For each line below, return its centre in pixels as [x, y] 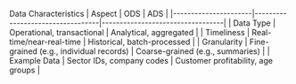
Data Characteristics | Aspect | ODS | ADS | [89, 14]
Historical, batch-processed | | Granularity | [168, 42]
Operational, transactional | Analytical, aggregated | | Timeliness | [130, 32]
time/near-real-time [45, 42]
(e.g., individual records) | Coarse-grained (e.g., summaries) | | [155, 51]
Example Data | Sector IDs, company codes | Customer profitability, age [141, 61]
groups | [25, 70]
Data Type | [255, 23]
